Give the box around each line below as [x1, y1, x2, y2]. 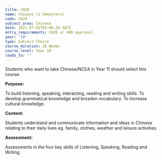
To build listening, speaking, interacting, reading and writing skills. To [5, 90, 144, 96]
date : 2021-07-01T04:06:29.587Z [5, 26, 71, 30]
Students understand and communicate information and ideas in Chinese [5, 120, 153, 126]
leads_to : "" [5, 53, 32, 58]
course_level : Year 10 [5, 48, 51, 53]
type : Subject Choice [5, 39, 49, 44]
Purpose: [5, 81, 24, 87]
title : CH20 [5, 7, 29, 12]
